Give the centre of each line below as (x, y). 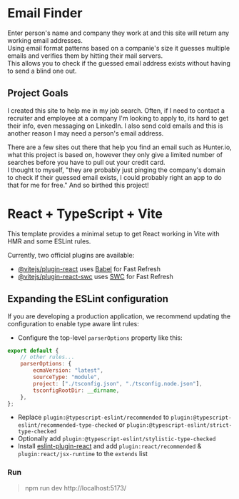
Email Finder (45, 13)
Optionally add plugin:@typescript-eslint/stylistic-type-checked (117, 439)
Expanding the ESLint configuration (88, 299)
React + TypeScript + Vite (85, 214)
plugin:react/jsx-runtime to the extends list (83, 454)
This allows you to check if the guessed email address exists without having (119, 63)
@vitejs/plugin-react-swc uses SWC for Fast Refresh (95, 276)
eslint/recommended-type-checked (67, 425)
